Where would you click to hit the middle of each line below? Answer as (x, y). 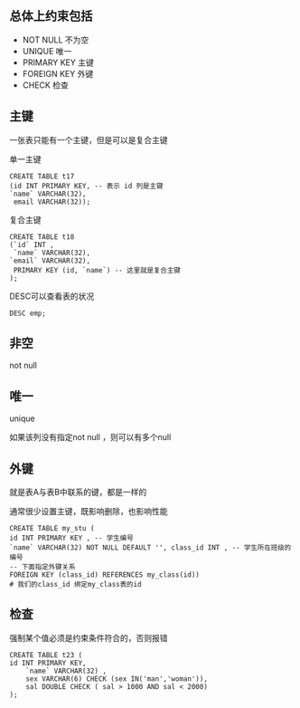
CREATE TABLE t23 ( (46, 655)
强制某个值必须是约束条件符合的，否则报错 (89, 637)
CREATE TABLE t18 (42, 237)
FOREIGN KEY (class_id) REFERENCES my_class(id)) (105, 575)
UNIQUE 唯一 (47, 51)
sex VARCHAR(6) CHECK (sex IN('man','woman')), (117, 679)
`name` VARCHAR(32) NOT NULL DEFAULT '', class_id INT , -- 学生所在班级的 (150, 548)
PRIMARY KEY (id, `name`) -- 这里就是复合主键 (97, 270)
